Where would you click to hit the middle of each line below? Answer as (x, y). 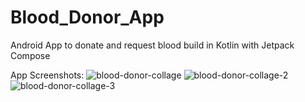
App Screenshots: (47, 75)
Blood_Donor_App (87, 17)
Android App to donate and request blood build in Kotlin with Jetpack (152, 45)
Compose (30, 55)
